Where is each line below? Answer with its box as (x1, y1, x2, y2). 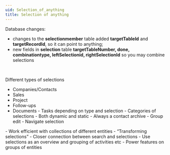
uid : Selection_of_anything (5, 7, 65, 13)
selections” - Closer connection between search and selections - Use (5, 133, 151, 139)
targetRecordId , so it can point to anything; (12, 41, 104, 47)
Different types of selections (5, 76, 65, 83)
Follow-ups (12, 102, 36, 108)
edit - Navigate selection (12, 118, 64, 124)
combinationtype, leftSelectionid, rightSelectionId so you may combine (12, 51, 165, 58)
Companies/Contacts (12, 86, 57, 92)
